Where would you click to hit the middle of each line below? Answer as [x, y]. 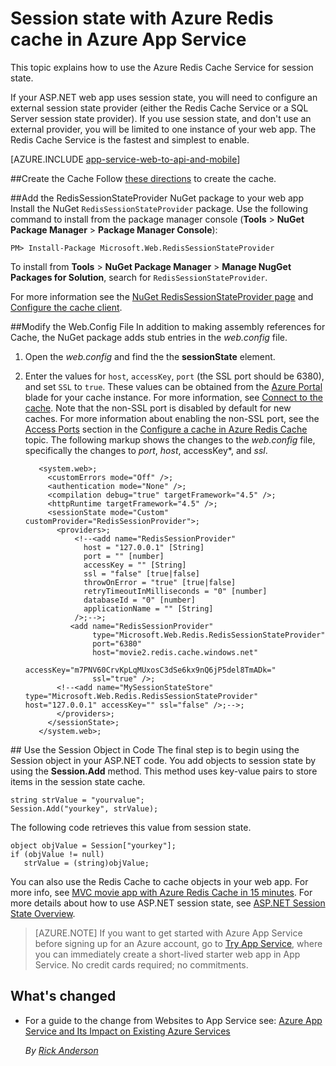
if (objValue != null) [57, 854]
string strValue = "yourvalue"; [77, 800]
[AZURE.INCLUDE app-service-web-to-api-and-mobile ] [125, 159]
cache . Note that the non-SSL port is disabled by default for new [158, 408]
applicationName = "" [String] [148, 608]
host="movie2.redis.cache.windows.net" [175, 652]
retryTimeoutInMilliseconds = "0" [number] [175, 591]
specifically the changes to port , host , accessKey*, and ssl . [146, 450]
